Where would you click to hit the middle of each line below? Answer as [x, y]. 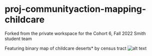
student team [18, 39]
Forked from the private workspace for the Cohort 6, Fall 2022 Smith [75, 33]
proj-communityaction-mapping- [75, 9]
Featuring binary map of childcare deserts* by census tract [66, 48]
